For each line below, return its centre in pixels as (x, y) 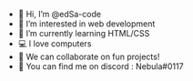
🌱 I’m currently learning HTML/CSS (84, 33)
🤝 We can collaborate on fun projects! (89, 56)
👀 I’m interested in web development (86, 24)
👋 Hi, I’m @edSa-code (60, 14)
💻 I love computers (55, 44)
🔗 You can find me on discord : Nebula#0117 (101, 66)
